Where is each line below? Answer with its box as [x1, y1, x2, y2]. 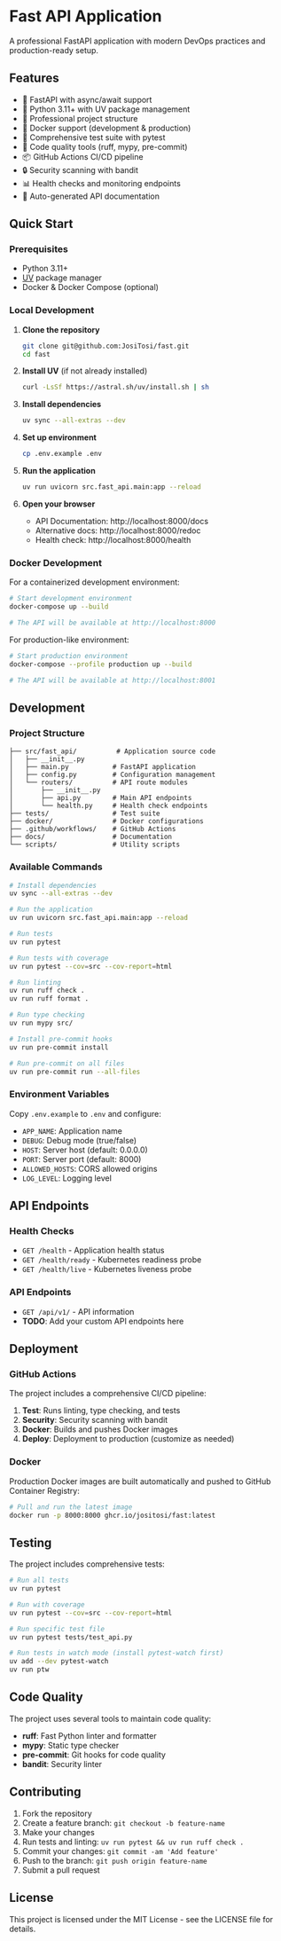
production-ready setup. [9, 44, 99, 55]
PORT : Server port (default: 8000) [21, 1153, 142, 1164]
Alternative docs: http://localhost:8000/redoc [35, 525, 201, 536]
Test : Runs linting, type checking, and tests [21, 1405, 181, 1416]
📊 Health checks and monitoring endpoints [21, 177, 182, 188]
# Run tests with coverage [9, 954, 109, 963]
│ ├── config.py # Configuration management [9, 770, 216, 780]
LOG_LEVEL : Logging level [21, 1173, 113, 1183]
